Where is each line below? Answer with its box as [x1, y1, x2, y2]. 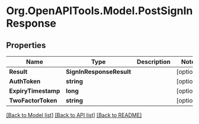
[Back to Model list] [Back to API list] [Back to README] [6, 112, 142, 119]
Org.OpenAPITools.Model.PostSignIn [6, 4, 193, 18]
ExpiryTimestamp [9, 87, 60, 95]
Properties [6, 40, 46, 50]
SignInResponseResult [66, 68, 131, 76]
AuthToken [9, 77, 41, 85]
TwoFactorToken [9, 96, 57, 105]
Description [137, 58, 171, 66]
